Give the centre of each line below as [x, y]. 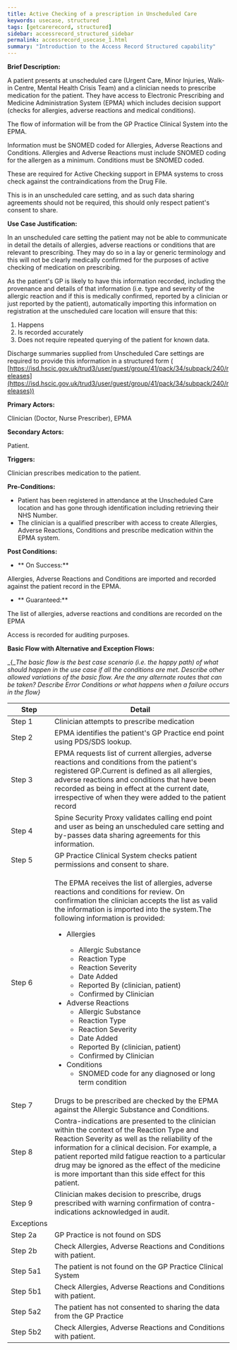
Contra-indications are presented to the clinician [135, 1121]
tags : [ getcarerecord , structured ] [60, 27]
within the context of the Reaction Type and [126, 1130]
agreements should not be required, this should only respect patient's [109, 203]
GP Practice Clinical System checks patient [126, 856]
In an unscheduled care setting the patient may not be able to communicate [117, 237]
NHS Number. [37, 515]
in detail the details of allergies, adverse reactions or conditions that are [111, 245]
